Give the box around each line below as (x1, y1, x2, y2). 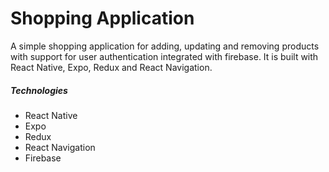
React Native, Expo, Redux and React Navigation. (10, 61, 213, 73)
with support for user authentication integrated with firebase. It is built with (10, 50, 319, 62)
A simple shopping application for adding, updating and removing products (10, 40, 320, 52)
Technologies (10, 84, 68, 96)
